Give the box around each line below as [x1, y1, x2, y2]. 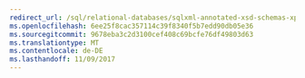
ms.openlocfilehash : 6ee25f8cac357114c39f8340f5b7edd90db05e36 [9, 22, 254, 30]
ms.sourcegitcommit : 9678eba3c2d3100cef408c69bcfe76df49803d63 [9, 30, 254, 39]
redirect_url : [9, 13, 64, 22]
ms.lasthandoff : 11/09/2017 [9, 55, 116, 64]
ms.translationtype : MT [9, 38, 100, 48]
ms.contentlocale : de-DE [9, 47, 103, 56]
